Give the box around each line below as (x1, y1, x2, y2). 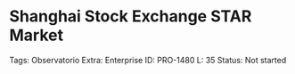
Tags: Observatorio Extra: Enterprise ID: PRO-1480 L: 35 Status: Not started (9, 54, 287, 65)
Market (9, 25, 64, 45)
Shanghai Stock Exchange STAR (9, 6, 252, 27)
